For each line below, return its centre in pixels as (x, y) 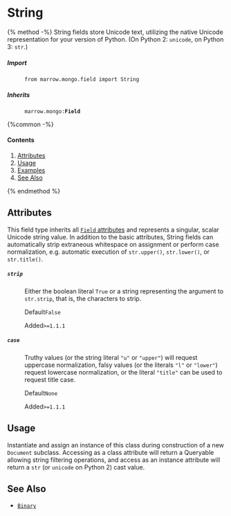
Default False (43, 312)
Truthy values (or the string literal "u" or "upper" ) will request (111, 357)
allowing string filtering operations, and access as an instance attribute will (114, 460)
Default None (41, 393)
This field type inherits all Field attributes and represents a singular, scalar (113, 230)
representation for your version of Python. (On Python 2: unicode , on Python (115, 39)
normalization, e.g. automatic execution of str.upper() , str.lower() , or (108, 252)
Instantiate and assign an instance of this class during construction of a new (116, 445)
